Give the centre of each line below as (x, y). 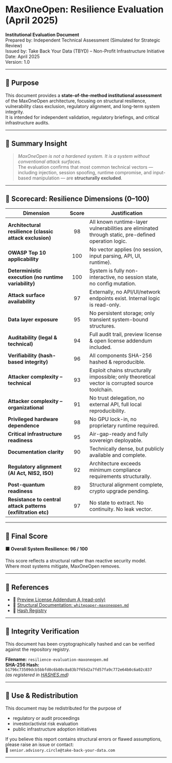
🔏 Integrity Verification (42, 632)
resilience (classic (31, 231)
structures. (102, 326)
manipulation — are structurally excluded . (78, 178)
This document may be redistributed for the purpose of (63, 708)
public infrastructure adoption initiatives (55, 729)
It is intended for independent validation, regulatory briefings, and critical (82, 117)
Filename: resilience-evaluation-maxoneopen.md (57, 659)
